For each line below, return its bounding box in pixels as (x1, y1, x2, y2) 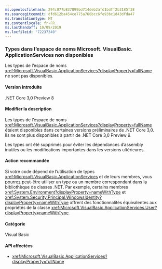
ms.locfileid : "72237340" (5, 30, 57, 34)
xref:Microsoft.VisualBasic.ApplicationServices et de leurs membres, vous (5, 174, 152, 179)
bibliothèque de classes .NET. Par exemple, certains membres (5, 184, 129, 190)
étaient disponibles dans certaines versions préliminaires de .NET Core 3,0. (5, 127, 154, 133)
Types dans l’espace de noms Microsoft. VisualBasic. (5, 46, 133, 52)
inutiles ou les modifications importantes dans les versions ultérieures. (5, 146, 145, 153)
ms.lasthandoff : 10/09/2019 (5, 25, 62, 30)
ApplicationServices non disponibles (5, 51, 94, 58)
